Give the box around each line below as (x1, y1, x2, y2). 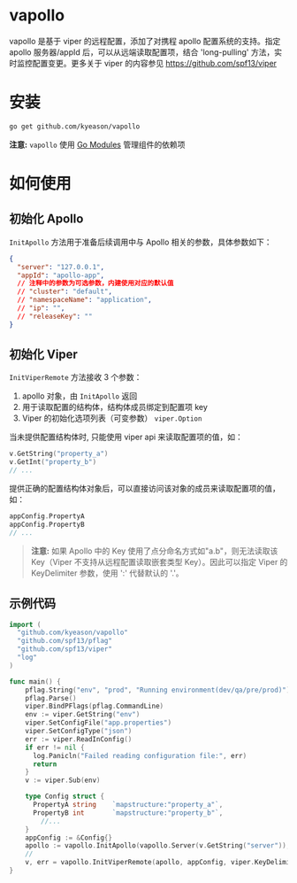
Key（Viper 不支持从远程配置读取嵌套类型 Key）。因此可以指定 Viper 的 (30, 556, 288, 567)
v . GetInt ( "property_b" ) (9, 458, 97, 467)
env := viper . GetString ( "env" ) (25, 710, 141, 719)
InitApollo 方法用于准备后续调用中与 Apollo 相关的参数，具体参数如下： (9, 236, 272, 247)
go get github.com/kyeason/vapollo (9, 121, 141, 131)
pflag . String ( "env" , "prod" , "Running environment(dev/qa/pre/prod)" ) (25, 685, 291, 694)
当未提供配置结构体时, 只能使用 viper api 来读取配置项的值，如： (9, 431, 243, 443)
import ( (9, 620, 42, 629)
